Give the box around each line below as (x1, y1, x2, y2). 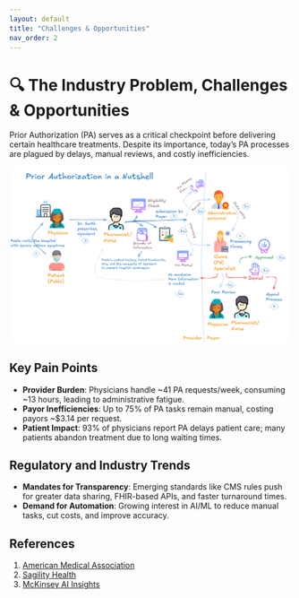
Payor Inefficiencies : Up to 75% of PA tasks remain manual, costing (21, 403, 274, 414)
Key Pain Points (9, 360, 98, 376)
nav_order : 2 (9, 33, 58, 42)
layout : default (9, 14, 70, 23)
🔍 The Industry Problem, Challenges (9, 74, 288, 95)
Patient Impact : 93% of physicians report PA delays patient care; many (21, 422, 286, 433)
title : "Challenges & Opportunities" (9, 23, 150, 33)
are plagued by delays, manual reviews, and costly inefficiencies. (9, 149, 250, 160)
